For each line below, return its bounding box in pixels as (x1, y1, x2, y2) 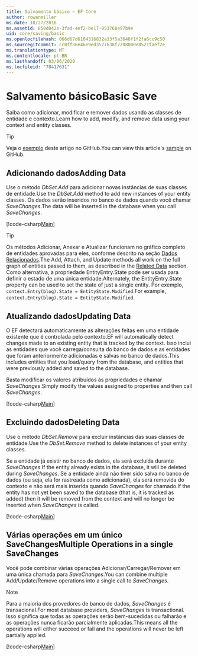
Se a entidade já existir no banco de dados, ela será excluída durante (6, 457, 174, 464)
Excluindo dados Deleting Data (6, 418, 120, 428)
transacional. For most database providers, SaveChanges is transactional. (6, 606, 185, 613)
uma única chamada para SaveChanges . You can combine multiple (6, 571, 168, 578)
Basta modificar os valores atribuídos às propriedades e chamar (6, 376, 163, 383)
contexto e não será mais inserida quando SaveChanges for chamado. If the (6, 482, 190, 489)
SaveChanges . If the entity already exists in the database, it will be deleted (6, 463, 187, 470)
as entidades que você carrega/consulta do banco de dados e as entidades (6, 345, 190, 353)
